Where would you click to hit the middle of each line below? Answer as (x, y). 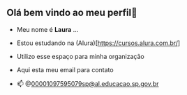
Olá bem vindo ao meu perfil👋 (72, 13)
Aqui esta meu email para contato (65, 69)
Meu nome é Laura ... (47, 29)
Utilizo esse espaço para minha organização (80, 56)
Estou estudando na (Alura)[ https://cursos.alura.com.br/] (98, 43)
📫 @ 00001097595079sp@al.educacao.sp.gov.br (88, 83)
